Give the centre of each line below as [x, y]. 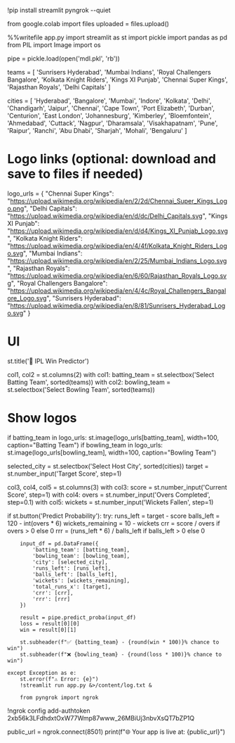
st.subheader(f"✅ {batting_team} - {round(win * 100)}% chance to [120, 642]
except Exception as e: [42, 673]
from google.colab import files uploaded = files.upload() [88, 24]
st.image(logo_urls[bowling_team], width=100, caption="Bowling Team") [112, 452]
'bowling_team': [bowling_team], [81, 556]
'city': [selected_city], [70, 562]
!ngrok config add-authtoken [49, 711]
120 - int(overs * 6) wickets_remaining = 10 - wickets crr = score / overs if [114, 523]
